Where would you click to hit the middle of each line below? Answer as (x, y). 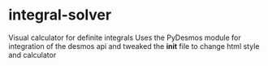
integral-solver (60, 15)
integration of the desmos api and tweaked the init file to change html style (134, 46)
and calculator (32, 55)
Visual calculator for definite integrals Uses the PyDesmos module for (125, 37)
